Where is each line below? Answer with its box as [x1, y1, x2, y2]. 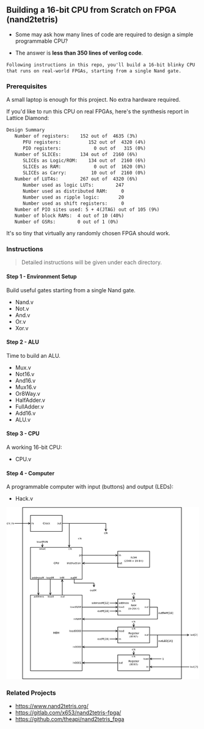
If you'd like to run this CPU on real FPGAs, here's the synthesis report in [6, 108, 189, 115]
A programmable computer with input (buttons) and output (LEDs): [6, 483, 174, 491]
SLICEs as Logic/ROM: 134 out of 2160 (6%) [22, 157, 147, 164]
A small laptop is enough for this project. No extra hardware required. [6, 96, 181, 104]
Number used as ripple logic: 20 [22, 194, 124, 201]
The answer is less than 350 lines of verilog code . [15, 49, 144, 56]
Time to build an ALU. [6, 352, 61, 359]
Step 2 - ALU [6, 338, 40, 346]
